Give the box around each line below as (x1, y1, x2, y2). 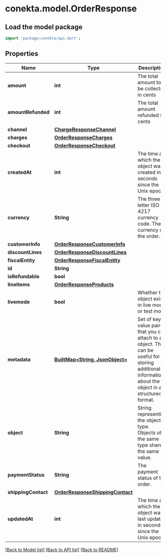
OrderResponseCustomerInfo (54, 241, 125, 248)
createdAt (7, 169, 32, 176)
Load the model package (5, 23, 83, 31)
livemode (7, 298, 30, 305)
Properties (5, 50, 39, 58)
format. (137, 396, 155, 403)
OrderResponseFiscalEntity (54, 256, 121, 263)
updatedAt (7, 515, 34, 522)
